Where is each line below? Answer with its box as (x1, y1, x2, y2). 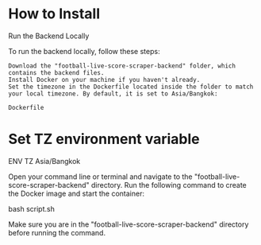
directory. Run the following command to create (90, 180, 248, 189)
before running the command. (8, 227, 106, 237)
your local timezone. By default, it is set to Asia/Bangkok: (8, 89, 218, 98)
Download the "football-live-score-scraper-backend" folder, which (8, 61, 236, 70)
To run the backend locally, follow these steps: (8, 46, 160, 56)
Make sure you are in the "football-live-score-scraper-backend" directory (8, 220, 249, 229)
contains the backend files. (8, 68, 105, 76)
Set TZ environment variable (8, 130, 200, 148)
